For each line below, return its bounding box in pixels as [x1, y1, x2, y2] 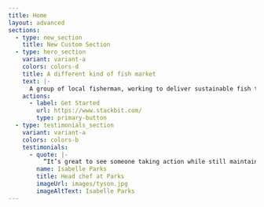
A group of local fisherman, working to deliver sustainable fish [28, 84, 251, 93]
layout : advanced [8, 19, 65, 27]
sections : [8, 26, 41, 34]
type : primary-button [36, 114, 108, 122]
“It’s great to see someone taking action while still [42, 158, 226, 166]
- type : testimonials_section [15, 121, 114, 129]
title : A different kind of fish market [22, 70, 156, 78]
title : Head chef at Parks [36, 172, 125, 181]
